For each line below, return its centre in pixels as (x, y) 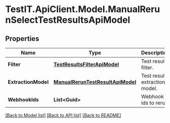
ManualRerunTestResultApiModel (95, 82)
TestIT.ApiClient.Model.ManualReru (83, 9)
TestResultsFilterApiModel (86, 64)
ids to (147, 103)
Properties (22, 39)
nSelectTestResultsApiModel (68, 20)
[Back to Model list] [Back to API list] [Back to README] (63, 115)
